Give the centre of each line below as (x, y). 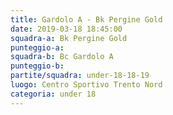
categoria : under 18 (53, 94)
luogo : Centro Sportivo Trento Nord (86, 85)
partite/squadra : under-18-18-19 (80, 76)
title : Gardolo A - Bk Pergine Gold (86, 19)
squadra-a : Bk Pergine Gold (69, 38)
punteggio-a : (37, 47)
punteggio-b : (37, 66)
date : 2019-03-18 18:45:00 (66, 29)
